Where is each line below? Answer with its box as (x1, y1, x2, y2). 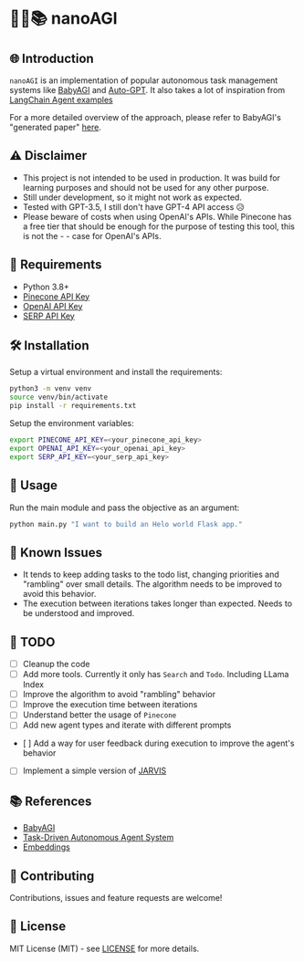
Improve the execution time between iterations (22, 699, 198, 710)
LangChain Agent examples (9, 94, 113, 105)
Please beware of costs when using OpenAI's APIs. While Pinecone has (22, 211, 292, 222)
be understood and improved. (22, 608, 135, 619)
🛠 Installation (9, 338, 89, 353)
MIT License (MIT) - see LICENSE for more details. (9, 943, 200, 954)
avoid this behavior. (22, 589, 97, 600)
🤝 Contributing (9, 868, 95, 884)
